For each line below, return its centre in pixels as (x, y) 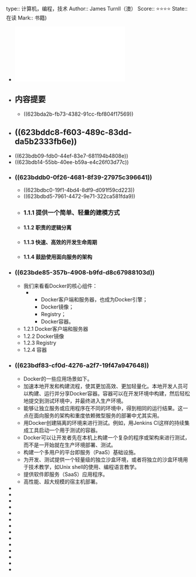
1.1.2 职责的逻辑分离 (47, 227)
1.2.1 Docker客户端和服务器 (56, 328)
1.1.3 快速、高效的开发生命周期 (60, 242)
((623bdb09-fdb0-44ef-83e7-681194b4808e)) (71, 156)
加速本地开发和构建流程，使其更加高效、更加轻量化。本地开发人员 (103, 386)
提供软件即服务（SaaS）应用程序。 (66, 474)
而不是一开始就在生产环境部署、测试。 (70, 445)
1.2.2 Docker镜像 (44, 336)
